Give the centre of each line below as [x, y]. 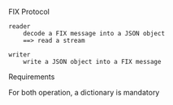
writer [19, 55]
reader [19, 27]
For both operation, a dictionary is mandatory [84, 92]
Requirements [32, 77]
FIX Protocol [29, 12]
